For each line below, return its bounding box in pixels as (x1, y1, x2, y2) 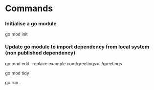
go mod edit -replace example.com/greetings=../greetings (5, 60, 122, 66)
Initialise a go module (5, 20, 57, 27)
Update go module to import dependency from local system (5, 43, 150, 50)
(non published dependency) (5, 50, 76, 56)
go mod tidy (5, 70, 29, 76)
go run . (5, 79, 21, 85)
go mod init (5, 31, 28, 37)
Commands (5, 3, 53, 14)
